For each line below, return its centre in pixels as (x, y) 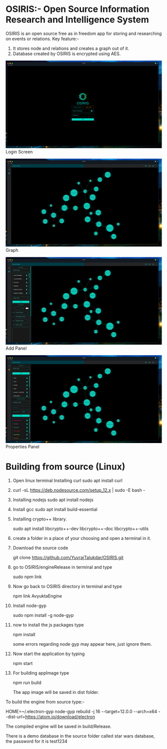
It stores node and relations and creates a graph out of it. (71, 48)
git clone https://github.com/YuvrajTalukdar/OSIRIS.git (68, 557)
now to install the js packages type (48, 625)
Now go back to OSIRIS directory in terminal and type (67, 586)
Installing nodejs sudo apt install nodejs (53, 500)
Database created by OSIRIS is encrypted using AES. (67, 54)
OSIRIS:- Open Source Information (78, 9)
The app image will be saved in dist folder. (56, 692)
